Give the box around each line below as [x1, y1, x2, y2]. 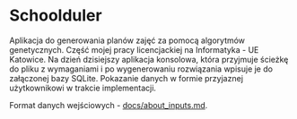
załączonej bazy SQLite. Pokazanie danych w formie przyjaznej [9, 72, 244, 83]
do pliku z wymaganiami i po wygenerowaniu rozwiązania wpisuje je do [9, 64, 274, 74]
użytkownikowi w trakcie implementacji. [9, 82, 157, 93]
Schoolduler [9, 5, 102, 26]
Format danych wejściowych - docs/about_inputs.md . [9, 99, 208, 110]
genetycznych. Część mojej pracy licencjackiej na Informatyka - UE [9, 44, 259, 55]
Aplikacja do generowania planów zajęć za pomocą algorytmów [9, 35, 245, 46]
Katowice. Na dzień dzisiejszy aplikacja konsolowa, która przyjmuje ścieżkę [9, 54, 289, 64]
